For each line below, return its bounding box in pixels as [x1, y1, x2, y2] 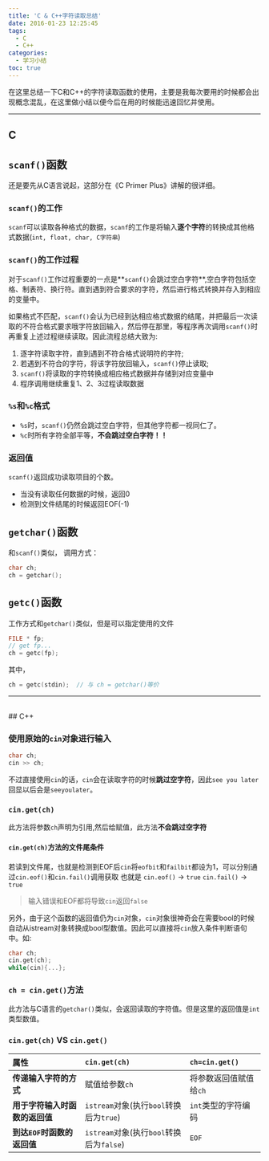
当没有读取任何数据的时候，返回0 [19, 489, 130, 499]
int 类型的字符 [189, 1099, 243, 1110]
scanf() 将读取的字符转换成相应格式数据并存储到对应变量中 [19, 369, 214, 378]
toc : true [8, 64, 42, 72]
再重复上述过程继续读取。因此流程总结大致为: [8, 331, 159, 341]
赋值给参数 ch [85, 1078, 134, 1090]
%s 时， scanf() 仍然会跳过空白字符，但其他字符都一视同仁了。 [19, 420, 222, 430]
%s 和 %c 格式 [8, 401, 50, 412]
